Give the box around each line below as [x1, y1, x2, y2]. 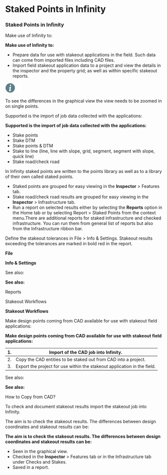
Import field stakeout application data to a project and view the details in [12, 62, 161, 68]
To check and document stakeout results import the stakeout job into [5, 403, 147, 409]
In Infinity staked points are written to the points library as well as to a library [5, 168, 162, 174]
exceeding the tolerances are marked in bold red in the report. [5, 241, 133, 247]
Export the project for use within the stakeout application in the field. [15, 363, 156, 369]
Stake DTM [12, 138, 36, 144]
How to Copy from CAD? [5, 394, 56, 400]
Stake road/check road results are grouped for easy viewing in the [12, 194, 149, 200]
